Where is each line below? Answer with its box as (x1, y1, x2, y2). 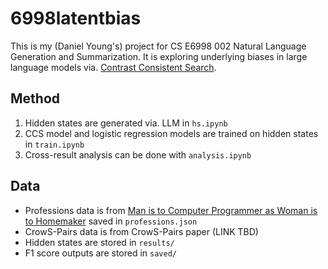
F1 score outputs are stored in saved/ (24, 247, 177, 259)
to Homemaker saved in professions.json (24, 215, 198, 227)
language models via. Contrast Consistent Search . (10, 61, 217, 73)
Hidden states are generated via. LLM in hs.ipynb (24, 117, 228, 129)
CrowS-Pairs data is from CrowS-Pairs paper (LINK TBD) (24, 225, 259, 237)
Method (10, 90, 61, 107)
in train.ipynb (24, 138, 85, 150)
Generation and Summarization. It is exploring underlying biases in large (10, 50, 308, 62)
